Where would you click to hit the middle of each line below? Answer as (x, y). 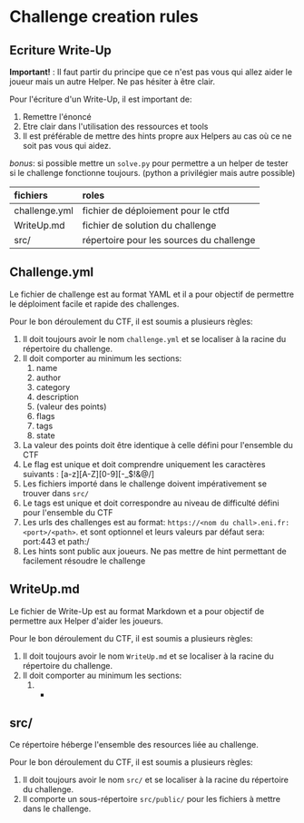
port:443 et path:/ (56, 541)
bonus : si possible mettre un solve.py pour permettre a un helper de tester (149, 163)
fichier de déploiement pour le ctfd (156, 211)
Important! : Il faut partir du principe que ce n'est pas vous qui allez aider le (151, 72)
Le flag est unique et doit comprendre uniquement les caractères (144, 464)
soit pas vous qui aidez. (67, 146)
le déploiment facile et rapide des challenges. (94, 304)
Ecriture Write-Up (60, 50)
